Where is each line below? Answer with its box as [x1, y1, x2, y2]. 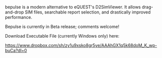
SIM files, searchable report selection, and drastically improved [25, 9, 151, 15]
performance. [5, 14, 32, 20]
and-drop [5, 9, 24, 15]
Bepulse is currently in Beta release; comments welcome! [5, 24, 119, 29]
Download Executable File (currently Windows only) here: [5, 33, 119, 39]
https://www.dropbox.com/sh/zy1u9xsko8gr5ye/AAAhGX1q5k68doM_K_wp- [5, 43, 157, 48]
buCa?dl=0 [5, 48, 28, 53]
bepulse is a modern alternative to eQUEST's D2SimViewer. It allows [5, 4, 141, 10]
